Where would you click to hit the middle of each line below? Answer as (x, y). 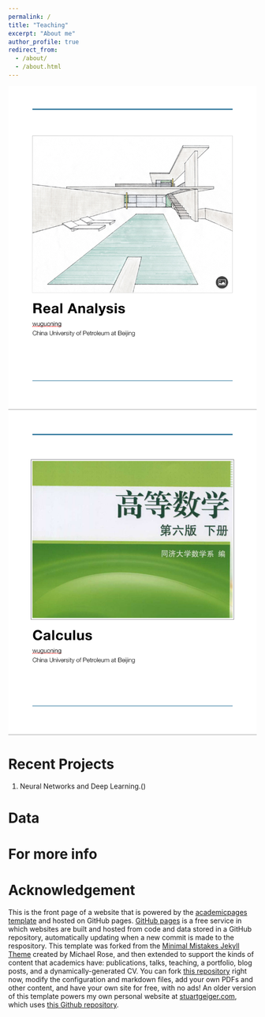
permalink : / (30, 17)
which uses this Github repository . (64, 1005)
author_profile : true (44, 42)
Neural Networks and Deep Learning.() (82, 786)
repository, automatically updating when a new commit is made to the (121, 938)
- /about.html (38, 67)
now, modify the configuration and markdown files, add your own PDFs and (131, 979)
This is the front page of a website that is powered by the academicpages (128, 912)
